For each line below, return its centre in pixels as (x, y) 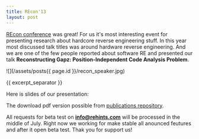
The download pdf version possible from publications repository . (85, 105)
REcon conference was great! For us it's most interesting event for (87, 34)
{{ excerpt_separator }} (34, 82)
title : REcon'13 (26, 12)
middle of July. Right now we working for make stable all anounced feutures (99, 123)
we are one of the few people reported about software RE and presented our (99, 53)
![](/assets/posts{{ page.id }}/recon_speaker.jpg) (66, 71)
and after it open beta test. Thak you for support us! (69, 129)
